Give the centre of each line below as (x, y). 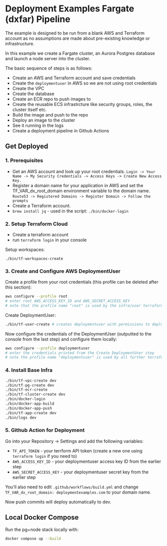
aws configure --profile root (37, 297)
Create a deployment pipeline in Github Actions (61, 130)
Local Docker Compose (42, 517)
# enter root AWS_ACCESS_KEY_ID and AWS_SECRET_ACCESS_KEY (68, 301)
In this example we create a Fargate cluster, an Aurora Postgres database (80, 53)
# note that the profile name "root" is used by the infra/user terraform (84, 306)
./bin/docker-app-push (29, 408)
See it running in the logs (38, 125)
